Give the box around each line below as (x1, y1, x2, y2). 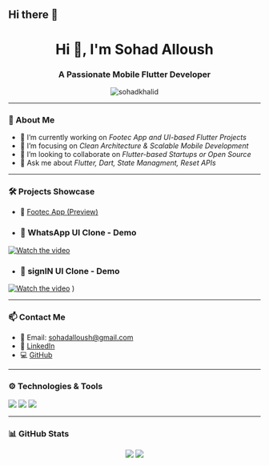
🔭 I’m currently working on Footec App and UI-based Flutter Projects (19, 133, 247, 143)
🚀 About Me (8, 114, 55, 125)
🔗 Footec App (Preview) (19, 207, 98, 217)
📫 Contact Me (8, 311, 66, 323)
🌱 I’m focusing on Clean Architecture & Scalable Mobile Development (19, 141, 249, 151)
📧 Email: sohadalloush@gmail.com (19, 333, 134, 343)
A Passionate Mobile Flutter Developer (58, 69, 211, 80)
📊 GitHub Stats (8, 428, 70, 439)
